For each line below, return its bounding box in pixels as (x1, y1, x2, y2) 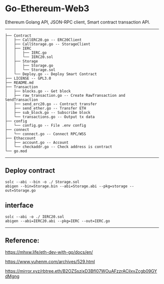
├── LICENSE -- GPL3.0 (5, 76, 51, 81)
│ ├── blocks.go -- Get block (5, 88, 71, 93)
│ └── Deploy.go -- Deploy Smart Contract (5, 71, 97, 76)
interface (5, 201, 34, 210)
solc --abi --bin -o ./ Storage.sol (5, 179, 80, 184)
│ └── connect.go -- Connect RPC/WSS (5, 131, 86, 136)
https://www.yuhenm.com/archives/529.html (5, 259, 95, 264)
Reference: (5, 236, 40, 244)
